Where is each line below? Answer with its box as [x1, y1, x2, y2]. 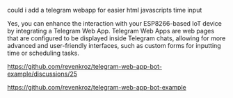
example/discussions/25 [7, 70, 78, 78]
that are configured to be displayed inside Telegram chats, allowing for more [7, 34, 226, 42]
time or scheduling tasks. [7, 49, 80, 57]
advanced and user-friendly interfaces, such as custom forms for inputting [7, 42, 221, 49]
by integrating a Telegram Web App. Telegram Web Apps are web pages [7, 27, 214, 35]
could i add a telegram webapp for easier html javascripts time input [7, 6, 202, 14]
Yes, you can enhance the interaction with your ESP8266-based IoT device [7, 19, 223, 27]
